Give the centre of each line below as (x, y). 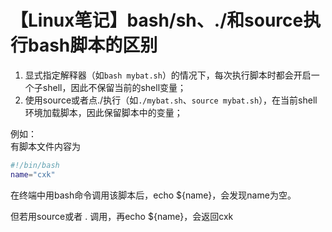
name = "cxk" (33, 174)
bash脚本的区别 (93, 45)
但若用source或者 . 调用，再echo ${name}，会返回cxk (122, 216)
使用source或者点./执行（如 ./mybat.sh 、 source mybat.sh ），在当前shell (171, 100)
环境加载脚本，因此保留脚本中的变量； (103, 112)
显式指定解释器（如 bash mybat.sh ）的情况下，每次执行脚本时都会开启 (168, 75)
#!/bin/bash (35, 165)
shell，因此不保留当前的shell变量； (114, 87)
